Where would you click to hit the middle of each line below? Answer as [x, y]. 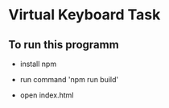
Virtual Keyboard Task [84, 15]
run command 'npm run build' [69, 79]
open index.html [47, 95]
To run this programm [64, 45]
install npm [38, 64]
